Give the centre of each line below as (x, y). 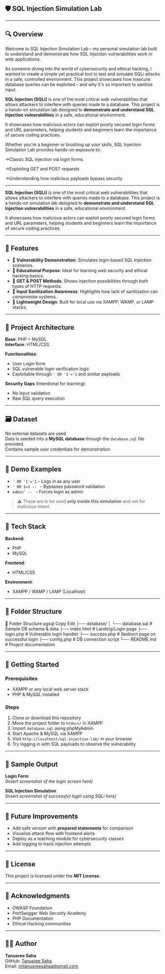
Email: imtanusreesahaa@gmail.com (42, 966)
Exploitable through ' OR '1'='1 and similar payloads (66, 374)
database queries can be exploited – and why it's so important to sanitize (79, 84)
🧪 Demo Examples (33, 470)
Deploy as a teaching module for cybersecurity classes (68, 839)
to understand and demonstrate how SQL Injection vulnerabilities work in (79, 54)
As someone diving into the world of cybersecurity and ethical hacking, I (79, 69)
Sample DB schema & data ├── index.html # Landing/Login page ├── (76, 628)
